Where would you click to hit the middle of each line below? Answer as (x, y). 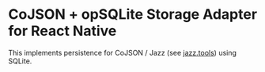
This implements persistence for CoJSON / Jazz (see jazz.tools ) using (123, 52)
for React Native (62, 31)
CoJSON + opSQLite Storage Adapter (133, 14)
